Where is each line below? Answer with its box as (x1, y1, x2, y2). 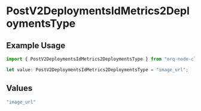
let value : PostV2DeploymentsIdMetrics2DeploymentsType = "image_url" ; (6, 66, 188, 72)
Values (6, 83, 33, 93)
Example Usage (6, 40, 66, 50)
